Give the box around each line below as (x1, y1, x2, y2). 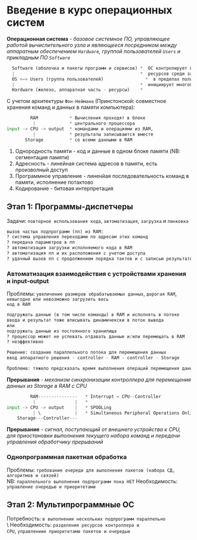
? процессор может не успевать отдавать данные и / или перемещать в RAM (6, 333, 185, 339)
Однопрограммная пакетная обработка (6, 453, 127, 461)
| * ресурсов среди (12, 71, 185, 77)
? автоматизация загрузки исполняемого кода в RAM (6, 245, 133, 251)
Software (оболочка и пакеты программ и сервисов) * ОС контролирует (12, 65, 188, 71)
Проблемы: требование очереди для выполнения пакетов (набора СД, (6, 466, 175, 473)
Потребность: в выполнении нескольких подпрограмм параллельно (6, 515, 166, 522)
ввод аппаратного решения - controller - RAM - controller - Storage (6, 355, 180, 361)
